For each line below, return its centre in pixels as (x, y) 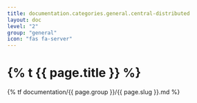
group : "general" (32, 33)
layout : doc (24, 20)
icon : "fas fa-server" (40, 39)
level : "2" (23, 26)
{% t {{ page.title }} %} (74, 73)
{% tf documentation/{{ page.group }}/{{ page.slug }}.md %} (94, 92)
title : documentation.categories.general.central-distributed (98, 13)
